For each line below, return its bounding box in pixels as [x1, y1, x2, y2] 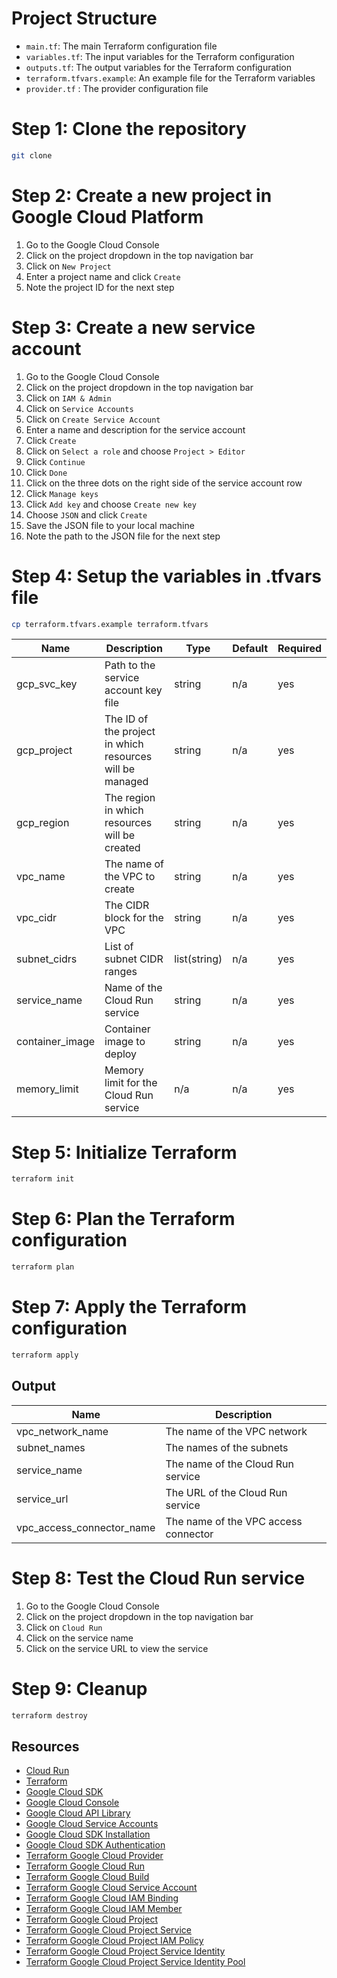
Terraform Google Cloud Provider [25, 1850, 164, 1862]
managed [104, 775, 149, 789]
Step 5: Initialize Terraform [11, 1141, 238, 1164]
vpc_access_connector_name [16, 1520, 156, 1534]
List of [104, 940, 134, 954]
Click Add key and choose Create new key [25, 498, 197, 510]
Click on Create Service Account [25, 413, 161, 425]
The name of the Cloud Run [165, 1457, 294, 1471]
